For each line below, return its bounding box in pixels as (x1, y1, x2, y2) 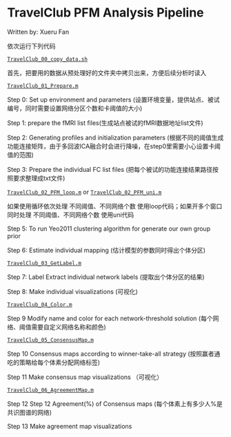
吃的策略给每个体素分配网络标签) (7, 358, 101, 367)
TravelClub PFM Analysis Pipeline (7, 5, 205, 21)
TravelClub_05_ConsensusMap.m (7, 336, 94, 343)
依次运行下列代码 (7, 41, 56, 50)
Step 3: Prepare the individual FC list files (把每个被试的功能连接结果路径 (7, 165, 213, 173)
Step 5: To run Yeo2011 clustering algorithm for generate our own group (7, 224, 211, 233)
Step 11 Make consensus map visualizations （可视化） (7, 373, 163, 381)
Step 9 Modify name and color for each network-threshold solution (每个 (7, 314, 213, 322)
